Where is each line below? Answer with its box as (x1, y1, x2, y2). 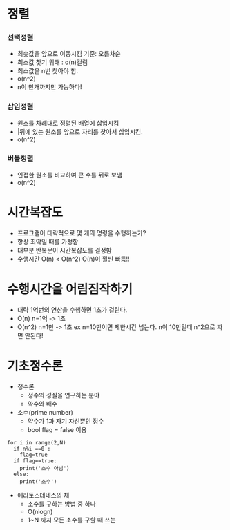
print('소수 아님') (19, 464, 70, 471)
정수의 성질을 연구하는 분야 (27, 391, 100, 399)
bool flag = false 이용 (27, 425, 87, 433)
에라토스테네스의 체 (17, 491, 70, 499)
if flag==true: (13, 457, 57, 464)
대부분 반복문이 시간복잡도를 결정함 (17, 246, 112, 255)
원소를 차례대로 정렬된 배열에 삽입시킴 (17, 119, 119, 127)
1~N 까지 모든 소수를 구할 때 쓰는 (27, 516, 116, 524)
